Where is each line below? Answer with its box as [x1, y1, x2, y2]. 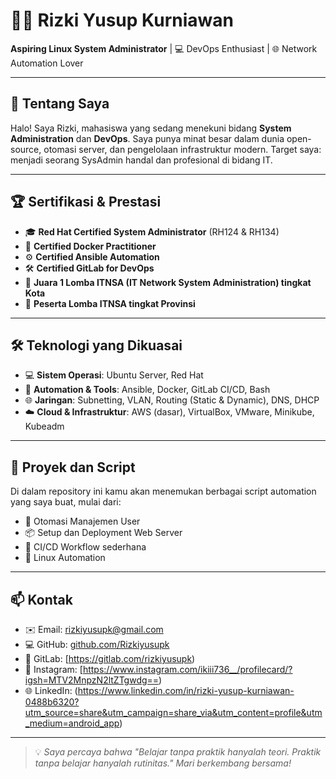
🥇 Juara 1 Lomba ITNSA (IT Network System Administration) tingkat [24, 276, 312, 288]
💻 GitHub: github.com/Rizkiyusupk [24, 639, 170, 650]
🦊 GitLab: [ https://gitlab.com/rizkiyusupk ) [24, 653, 196, 664]
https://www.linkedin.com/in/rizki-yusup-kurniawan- [77, 685, 295, 696]
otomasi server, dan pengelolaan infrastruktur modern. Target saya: [43, 143, 322, 155]
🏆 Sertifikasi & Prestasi [10, 194, 162, 211]
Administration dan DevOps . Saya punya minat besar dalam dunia [10, 132, 285, 144]
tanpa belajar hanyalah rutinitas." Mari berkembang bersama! [34, 757, 292, 769]
